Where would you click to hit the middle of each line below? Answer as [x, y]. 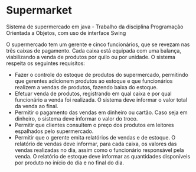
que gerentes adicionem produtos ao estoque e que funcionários [94, 81]
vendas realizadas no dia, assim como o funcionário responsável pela [99, 150]
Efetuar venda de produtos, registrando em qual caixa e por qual [93, 93]
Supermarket [39, 10]
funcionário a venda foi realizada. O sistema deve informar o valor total [101, 100]
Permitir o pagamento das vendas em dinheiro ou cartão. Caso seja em [101, 112]
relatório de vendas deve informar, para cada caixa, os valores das [96, 144]
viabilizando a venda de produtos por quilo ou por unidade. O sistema [91, 57]
